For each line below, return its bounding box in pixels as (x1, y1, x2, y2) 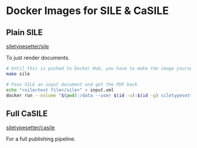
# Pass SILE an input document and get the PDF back (6, 81, 138, 87)
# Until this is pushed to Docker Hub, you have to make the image (6, 66, 175, 71)
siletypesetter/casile (6, 124, 55, 131)
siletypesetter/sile (6, 43, 49, 50)
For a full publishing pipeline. (6, 136, 76, 143)
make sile (6, 71, 30, 77)
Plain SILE (6, 27, 43, 37)
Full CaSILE (6, 108, 48, 118)
